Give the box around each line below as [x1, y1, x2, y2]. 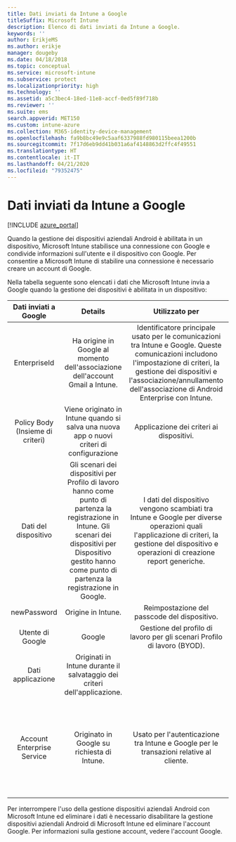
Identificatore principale [136, 323, 216, 332]
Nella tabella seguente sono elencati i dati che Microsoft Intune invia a [7, 278, 210, 286]
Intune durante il [66, 661, 121, 671]
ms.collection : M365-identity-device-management [7, 128, 152, 135]
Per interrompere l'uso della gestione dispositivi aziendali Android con [7, 804, 210, 812]
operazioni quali [150, 521, 203, 531]
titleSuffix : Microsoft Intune [7, 17, 99, 24]
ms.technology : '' [7, 89, 61, 96]
